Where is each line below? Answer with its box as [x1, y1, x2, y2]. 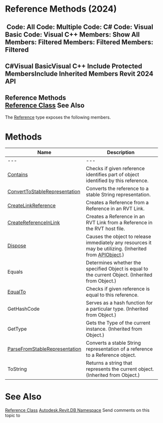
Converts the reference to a [85, 185, 149, 192]
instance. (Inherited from [85, 325, 143, 332]
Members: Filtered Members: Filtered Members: [5, 38, 154, 46]
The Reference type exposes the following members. [5, 114, 111, 120]
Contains [7, 171, 28, 178]
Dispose [7, 242, 27, 249]
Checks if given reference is [85, 285, 150, 292]
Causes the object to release [85, 233, 151, 240]
